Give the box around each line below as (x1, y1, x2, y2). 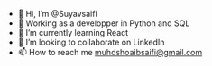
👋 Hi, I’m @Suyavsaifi (17, 9, 97, 19)
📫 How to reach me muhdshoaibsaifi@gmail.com (17, 47, 203, 57)
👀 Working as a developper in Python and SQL (17, 18, 190, 29)
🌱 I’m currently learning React (17, 28, 129, 37)
